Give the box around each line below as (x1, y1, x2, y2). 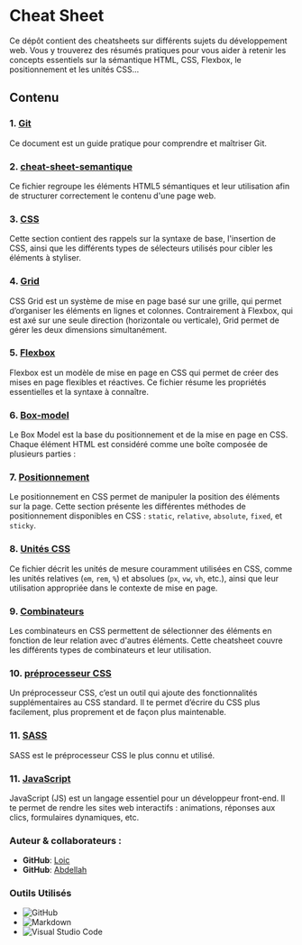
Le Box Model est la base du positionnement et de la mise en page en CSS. (9, 429, 288, 440)
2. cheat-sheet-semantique (9, 160, 133, 172)
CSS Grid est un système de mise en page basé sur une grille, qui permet (9, 295, 282, 307)
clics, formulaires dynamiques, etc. (9, 812, 140, 822)
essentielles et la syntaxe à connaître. (9, 386, 149, 397)
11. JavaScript (9, 772, 71, 784)
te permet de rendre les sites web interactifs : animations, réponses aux (9, 802, 276, 812)
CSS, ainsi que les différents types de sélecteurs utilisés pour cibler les (9, 243, 273, 253)
